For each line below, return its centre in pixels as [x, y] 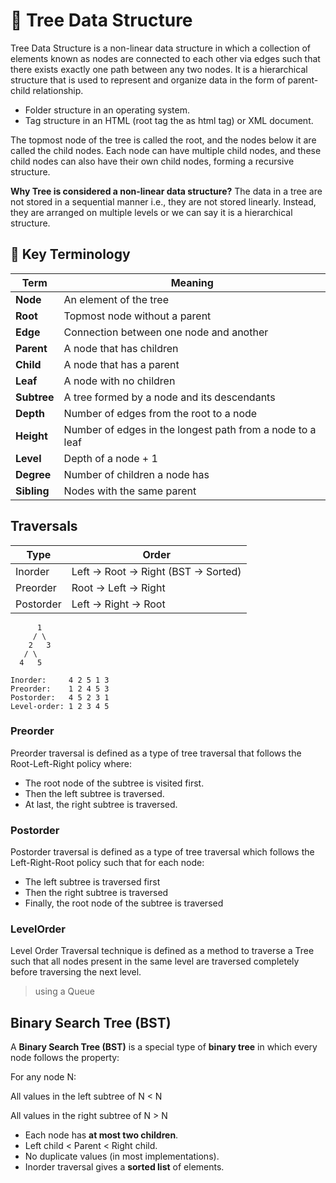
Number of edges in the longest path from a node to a [190, 429]
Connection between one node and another [166, 332]
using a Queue [65, 991]
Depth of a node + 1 [110, 458]
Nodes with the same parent [130, 491]
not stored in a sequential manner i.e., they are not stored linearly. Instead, [163, 201]
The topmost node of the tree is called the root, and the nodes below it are [163, 140]
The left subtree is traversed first [92, 882]
